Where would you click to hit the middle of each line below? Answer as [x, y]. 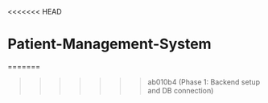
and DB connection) [181, 90]
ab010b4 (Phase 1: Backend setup [204, 82]
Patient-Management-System [109, 44]
